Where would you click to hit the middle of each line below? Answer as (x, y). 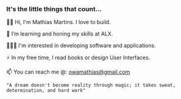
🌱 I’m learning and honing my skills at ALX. (60, 34)
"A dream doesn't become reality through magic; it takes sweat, (91, 85)
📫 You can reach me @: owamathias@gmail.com (68, 72)
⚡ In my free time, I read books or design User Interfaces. (78, 58)
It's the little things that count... (54, 9)
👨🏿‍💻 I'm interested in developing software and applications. (81, 46)
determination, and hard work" (46, 91)
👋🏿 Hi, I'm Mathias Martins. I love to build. (59, 22)
